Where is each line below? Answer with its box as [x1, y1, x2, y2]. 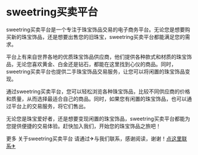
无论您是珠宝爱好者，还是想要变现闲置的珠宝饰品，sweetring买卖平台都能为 [6, 115, 190, 122]
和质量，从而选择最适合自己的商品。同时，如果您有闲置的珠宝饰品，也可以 [6, 95, 187, 102]
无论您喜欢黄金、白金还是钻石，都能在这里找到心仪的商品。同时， [16, 60, 177, 68]
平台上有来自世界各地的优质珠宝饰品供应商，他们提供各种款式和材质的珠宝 [6, 53, 187, 60]
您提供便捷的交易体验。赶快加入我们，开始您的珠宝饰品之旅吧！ [6, 122, 161, 130]
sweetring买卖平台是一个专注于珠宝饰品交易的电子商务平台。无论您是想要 [6, 26, 186, 33]
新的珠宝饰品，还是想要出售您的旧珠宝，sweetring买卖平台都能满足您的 [11, 33, 186, 40]
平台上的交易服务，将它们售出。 [11, 103, 89, 110]
